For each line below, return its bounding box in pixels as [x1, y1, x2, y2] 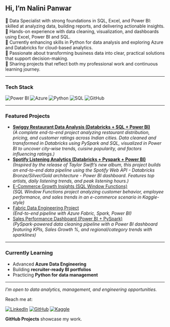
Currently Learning [5, 249, 53, 256]
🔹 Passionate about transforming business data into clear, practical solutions [5, 50, 165, 56]
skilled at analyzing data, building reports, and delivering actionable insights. [5, 23, 165, 29]
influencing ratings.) [12, 151, 55, 157]
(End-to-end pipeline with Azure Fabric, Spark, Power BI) [12, 210, 132, 216]
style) [12, 200, 25, 206]
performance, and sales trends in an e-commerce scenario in [12, 194, 142, 200]
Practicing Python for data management [12, 272, 98, 278]
